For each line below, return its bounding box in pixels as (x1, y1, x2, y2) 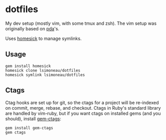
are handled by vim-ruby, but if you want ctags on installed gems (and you (5, 110, 161, 116)
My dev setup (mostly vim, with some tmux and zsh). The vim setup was (5, 20, 157, 26)
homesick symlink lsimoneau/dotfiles (5, 72, 85, 77)
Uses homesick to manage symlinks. (5, 35, 82, 41)
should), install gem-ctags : (5, 115, 61, 122)
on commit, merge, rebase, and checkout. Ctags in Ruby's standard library (5, 105, 161, 111)
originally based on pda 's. (5, 25, 59, 31)
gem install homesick (5, 63, 51, 69)
